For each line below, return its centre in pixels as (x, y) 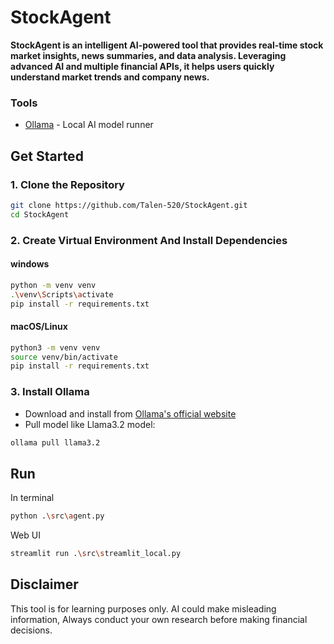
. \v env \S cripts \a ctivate (62, 294)
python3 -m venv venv (55, 347)
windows (30, 264)
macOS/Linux (39, 327)
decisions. (31, 630)
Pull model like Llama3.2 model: (90, 424)
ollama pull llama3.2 (55, 442)
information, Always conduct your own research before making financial (159, 619)
